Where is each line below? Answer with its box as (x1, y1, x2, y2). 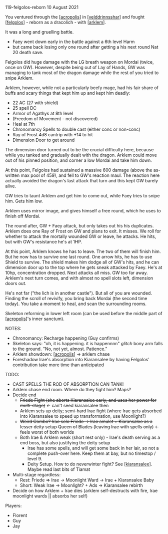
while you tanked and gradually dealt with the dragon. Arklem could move (5, 152, 157, 158)
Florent (12, 512, 27, 518)
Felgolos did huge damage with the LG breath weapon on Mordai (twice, (5, 59, 154, 65)
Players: (5, 503, 22, 508)
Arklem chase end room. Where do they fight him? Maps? (12, 387, 131, 392)
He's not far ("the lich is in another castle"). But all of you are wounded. (5, 290, 152, 296)
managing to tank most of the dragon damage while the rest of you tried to (5, 70, 159, 76)
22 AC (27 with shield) (12, 100, 58, 106)
